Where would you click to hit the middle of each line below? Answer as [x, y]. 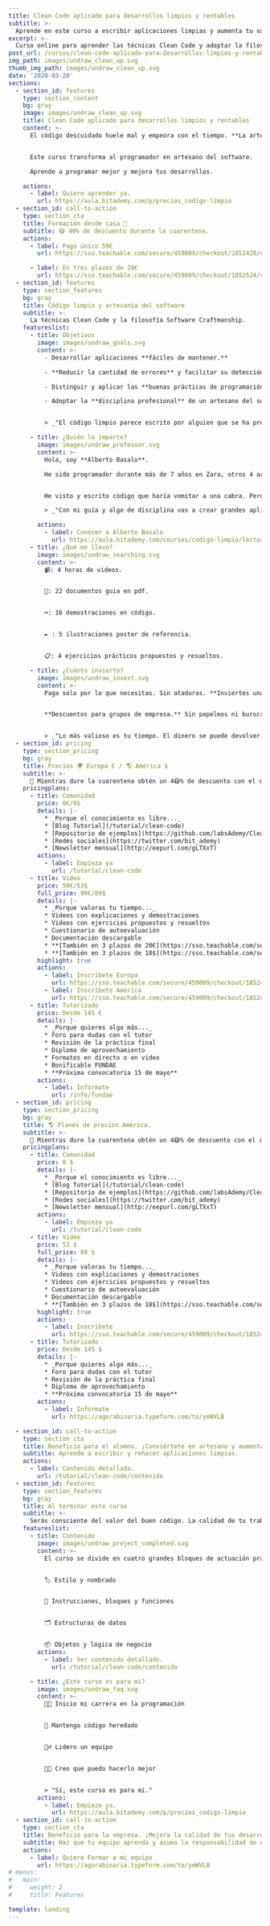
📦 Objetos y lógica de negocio [98, 1645]
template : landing [39, 1909]
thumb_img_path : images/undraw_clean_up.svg [84, 68]
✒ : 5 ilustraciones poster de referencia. [118, 635]
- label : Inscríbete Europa [91, 975]
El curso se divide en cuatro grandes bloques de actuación [147, 1558]
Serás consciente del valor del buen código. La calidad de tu [138, 1521]
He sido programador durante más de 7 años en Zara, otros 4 [148, 474]
